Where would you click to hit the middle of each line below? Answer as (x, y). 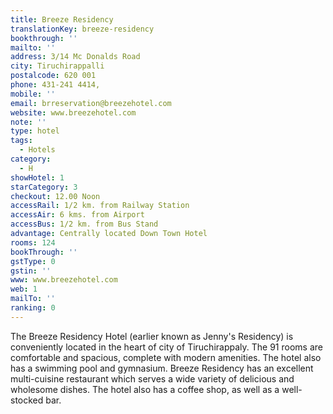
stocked (27, 400)
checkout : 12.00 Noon (55, 196)
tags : (21, 141)
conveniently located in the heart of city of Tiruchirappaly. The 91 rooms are (166, 347)
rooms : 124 (33, 242)
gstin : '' (31, 271)
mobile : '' (33, 94)
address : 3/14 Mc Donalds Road (75, 57)
